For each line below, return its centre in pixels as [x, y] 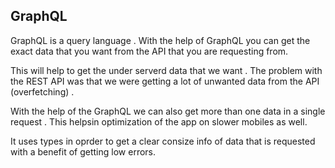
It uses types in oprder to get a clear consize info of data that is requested [163, 141]
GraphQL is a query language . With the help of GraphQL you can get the [160, 40]
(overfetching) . [42, 91]
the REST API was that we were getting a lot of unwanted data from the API [165, 81]
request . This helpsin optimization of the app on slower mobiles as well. [159, 121]
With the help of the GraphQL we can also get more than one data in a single [168, 111]
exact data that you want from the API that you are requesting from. [149, 51]
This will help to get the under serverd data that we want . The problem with [166, 70]
